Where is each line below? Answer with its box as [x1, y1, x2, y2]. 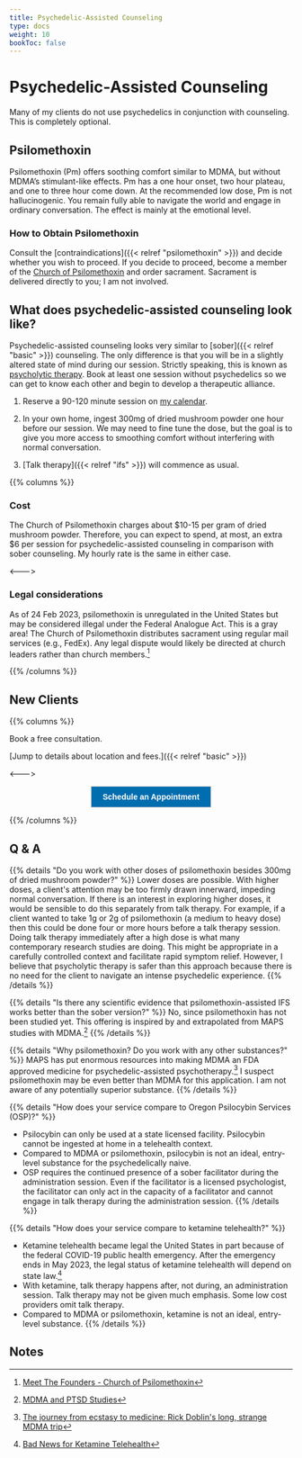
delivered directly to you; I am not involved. [9, 276, 169, 287]
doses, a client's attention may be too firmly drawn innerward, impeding [9, 884, 276, 895]
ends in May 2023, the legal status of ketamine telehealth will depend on [22, 1259, 292, 1270]
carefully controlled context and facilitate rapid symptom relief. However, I [9, 950, 283, 961]
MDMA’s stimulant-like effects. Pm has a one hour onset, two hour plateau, [9, 176, 286, 186]
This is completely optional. [9, 116, 111, 127]
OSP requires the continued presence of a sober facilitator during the [22, 1167, 279, 1178]
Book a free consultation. [9, 733, 102, 744]
